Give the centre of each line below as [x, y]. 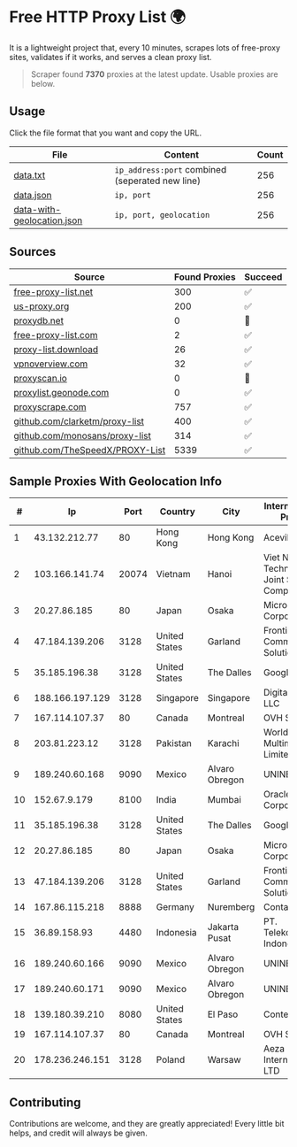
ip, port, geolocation [162, 215]
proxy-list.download [56, 349]
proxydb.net [39, 320]
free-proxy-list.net [53, 291]
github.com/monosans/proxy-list [83, 435]
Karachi [224, 743]
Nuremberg [231, 907]
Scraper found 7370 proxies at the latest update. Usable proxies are [154, 74]
